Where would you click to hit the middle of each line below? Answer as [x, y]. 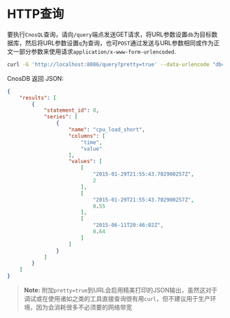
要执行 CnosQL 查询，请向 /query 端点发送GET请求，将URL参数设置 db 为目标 [110, 34]
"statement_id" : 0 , [71, 110]
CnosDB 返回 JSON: [35, 78]
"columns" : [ [87, 136]
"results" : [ [38, 98]
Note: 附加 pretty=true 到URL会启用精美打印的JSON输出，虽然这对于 [120, 290]
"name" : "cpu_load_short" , [107, 130]
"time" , [91, 142]
